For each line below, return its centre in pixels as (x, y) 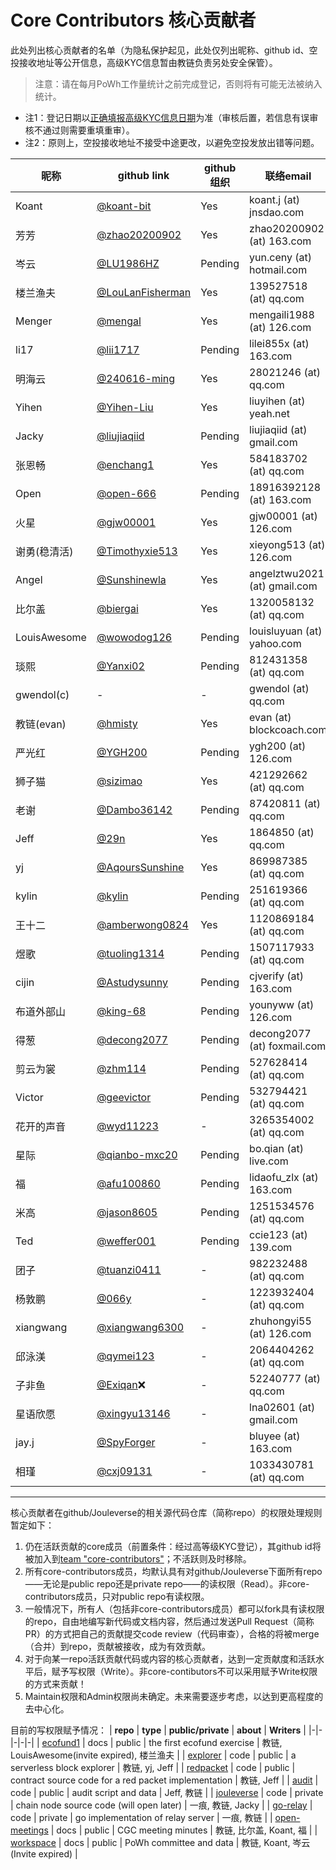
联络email (288, 176)
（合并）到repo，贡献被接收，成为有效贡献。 (117, 1646)
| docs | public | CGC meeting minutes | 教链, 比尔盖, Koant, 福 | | (184, 1830)
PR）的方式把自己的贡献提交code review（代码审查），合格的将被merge (172, 1633)
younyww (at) (282, 1004)
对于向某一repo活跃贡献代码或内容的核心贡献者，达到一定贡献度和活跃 (170, 1658)
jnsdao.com (277, 212)
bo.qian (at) (276, 1148)
